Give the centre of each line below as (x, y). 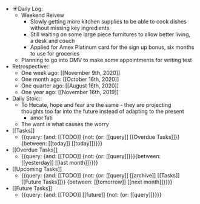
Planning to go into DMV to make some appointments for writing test (106, 60)
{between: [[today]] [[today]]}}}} (62, 143)
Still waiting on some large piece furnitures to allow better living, (110, 34)
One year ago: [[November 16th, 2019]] (70, 92)
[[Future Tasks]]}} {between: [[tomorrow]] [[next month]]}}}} (97, 182)
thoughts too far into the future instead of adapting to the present (103, 111)
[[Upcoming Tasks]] (37, 169)
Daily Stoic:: (27, 98)
